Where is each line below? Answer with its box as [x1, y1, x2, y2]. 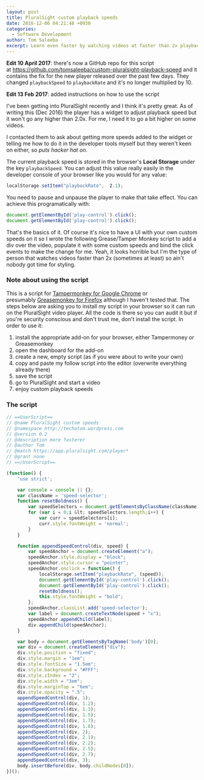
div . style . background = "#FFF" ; [17, 666, 99, 673]
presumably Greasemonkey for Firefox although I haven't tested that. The [6, 296, 190, 304]
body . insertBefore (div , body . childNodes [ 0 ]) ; [17, 762, 135, 768]
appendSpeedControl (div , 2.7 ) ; [17, 751, 97, 758]
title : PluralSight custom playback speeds [6, 15, 118, 21]
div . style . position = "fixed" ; [17, 650, 97, 656]
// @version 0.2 [6, 431, 47, 437]
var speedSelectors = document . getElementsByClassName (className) [28, 504, 200, 510]
